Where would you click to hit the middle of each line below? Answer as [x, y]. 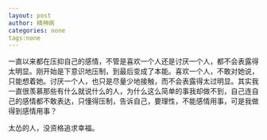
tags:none [25, 38]
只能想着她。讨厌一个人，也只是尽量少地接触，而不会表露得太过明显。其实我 [133, 81]
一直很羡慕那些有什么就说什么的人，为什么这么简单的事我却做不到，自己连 [130, 91]
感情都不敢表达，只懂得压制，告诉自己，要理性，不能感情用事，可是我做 [140, 101]
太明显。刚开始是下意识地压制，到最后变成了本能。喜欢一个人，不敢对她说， [133, 72]
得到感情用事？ [33, 111]
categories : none [37, 30]
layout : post [30, 16]
